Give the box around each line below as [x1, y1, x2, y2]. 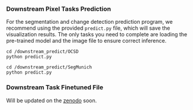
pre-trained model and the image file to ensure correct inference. [6, 37, 167, 45]
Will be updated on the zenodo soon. [6, 97, 97, 104]
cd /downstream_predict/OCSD [6, 49, 79, 55]
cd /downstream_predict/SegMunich [6, 64, 93, 70]
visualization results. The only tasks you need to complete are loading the [6, 31, 188, 38]
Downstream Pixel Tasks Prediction [6, 5, 112, 13]
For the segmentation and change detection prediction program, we [6, 18, 173, 26]
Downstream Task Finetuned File [6, 83, 103, 92]
